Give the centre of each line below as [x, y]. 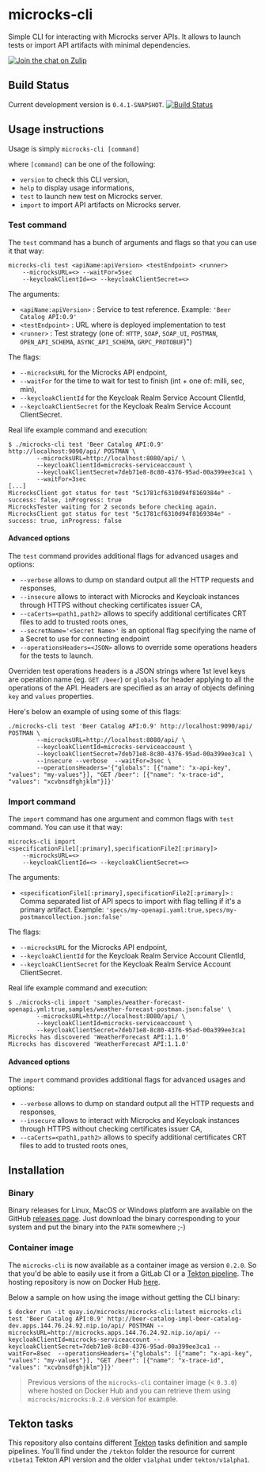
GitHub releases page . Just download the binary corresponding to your [124, 1219]
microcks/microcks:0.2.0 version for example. [102, 1399]
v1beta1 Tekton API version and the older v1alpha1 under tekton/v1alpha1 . [129, 1460]
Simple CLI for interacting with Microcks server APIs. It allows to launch [125, 37]
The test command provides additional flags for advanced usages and [123, 556]
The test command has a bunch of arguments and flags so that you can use [132, 242]
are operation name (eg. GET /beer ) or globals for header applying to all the [131, 679]
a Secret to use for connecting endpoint [85, 639]
